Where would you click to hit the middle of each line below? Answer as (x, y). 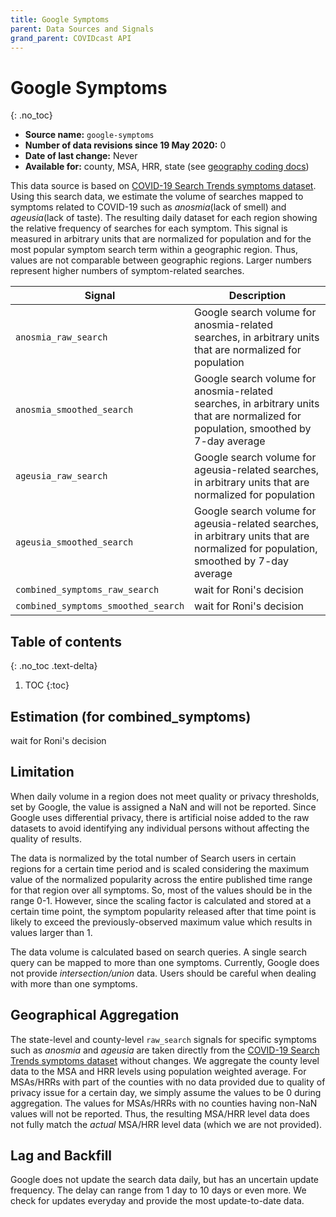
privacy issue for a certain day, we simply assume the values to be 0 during (166, 1092)
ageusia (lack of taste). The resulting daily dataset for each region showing (164, 218)
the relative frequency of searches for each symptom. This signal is (149, 228)
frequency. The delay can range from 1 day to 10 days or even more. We (158, 1190)
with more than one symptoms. (74, 983)
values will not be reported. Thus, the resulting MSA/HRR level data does (160, 1113)
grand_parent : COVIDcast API (71, 38)
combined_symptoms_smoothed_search (100, 606)
